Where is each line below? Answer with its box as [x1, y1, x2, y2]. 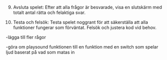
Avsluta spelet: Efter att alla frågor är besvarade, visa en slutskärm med [13, 4, 162, 10]
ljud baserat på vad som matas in [6, 49, 75, 55]
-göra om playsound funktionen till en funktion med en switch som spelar [6, 44, 158, 49]
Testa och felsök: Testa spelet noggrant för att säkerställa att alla [13, 19, 148, 25]
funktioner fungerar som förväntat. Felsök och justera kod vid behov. [13, 24, 157, 30]
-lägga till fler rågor [6, 34, 46, 40]
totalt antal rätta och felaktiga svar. [13, 9, 86, 15]
